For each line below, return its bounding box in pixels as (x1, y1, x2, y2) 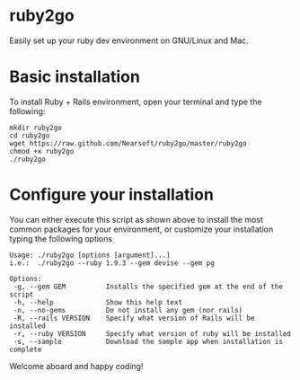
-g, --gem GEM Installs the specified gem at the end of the (13, 282, 283, 291)
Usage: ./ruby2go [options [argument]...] (9, 251, 171, 260)
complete (9, 345, 42, 354)
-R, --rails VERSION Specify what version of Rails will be (13, 314, 255, 323)
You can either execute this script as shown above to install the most (9, 214, 263, 225)
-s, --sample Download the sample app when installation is (13, 337, 283, 346)
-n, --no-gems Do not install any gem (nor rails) (13, 305, 243, 314)
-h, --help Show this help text (13, 297, 182, 306)
